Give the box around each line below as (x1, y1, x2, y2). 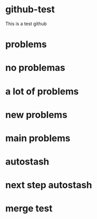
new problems (5, 109, 68, 121)
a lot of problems (5, 86, 79, 97)
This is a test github (5, 21, 47, 27)
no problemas (5, 62, 66, 74)
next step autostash (5, 180, 92, 191)
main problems (5, 132, 71, 144)
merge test (5, 203, 53, 214)
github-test (5, 4, 55, 15)
